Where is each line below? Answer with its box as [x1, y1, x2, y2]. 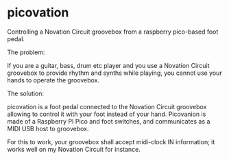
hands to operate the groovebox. [7, 76, 100, 84]
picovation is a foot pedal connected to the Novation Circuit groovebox [7, 102, 207, 111]
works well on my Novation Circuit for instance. [7, 145, 141, 153]
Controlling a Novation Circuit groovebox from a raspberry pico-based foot [7, 27, 219, 36]
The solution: [7, 89, 45, 98]
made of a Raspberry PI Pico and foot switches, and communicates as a [7, 117, 210, 125]
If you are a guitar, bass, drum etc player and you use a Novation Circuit [7, 61, 210, 69]
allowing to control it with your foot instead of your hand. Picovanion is [7, 110, 206, 118]
